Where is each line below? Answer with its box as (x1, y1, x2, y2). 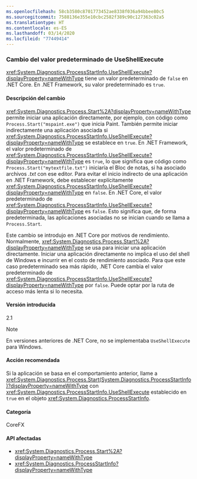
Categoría (6, 408, 31, 415)
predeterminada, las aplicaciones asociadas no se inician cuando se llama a (6, 214, 190, 221)
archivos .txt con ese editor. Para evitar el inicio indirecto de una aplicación (6, 170, 188, 177)
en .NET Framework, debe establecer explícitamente (6, 176, 133, 183)
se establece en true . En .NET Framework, (85, 139, 188, 146)
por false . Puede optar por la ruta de (85, 282, 175, 289)
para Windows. (6, 343, 43, 350)
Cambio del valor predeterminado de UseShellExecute (6, 55, 164, 63)
